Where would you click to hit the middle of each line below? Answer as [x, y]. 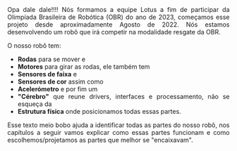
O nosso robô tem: [34, 46]
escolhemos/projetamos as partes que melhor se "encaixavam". [101, 140]
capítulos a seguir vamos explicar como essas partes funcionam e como [119, 132]
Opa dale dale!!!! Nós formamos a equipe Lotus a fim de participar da [119, 9]
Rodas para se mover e [51, 59]
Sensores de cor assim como [60, 81]
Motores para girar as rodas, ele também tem [84, 67]
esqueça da [35, 104]
